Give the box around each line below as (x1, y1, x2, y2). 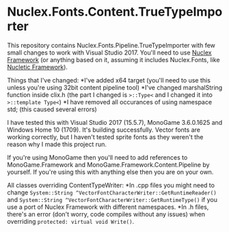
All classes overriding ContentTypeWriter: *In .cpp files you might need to (7, 181, 215, 189)
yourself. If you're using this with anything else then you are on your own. (7, 168, 214, 176)
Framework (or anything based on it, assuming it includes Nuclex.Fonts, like (7, 55, 220, 63)
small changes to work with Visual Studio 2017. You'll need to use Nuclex (7, 48, 212, 57)
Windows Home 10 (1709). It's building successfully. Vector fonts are (7, 126, 200, 134)
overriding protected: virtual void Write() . (7, 217, 135, 225)
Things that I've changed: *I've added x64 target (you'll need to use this (7, 76, 211, 84)
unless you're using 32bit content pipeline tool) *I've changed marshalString (7, 83, 223, 91)
